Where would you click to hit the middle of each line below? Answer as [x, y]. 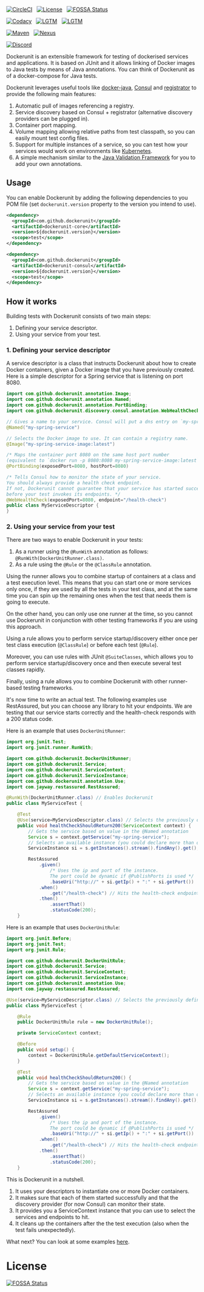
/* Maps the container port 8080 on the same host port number [88, 455]
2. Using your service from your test [61, 527]
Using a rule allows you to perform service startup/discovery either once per [102, 638]
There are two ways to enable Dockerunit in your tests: [75, 540]
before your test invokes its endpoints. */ [63, 494]
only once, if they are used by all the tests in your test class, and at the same [102, 589]
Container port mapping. [46, 125]
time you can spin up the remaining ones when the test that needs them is [99, 596]
